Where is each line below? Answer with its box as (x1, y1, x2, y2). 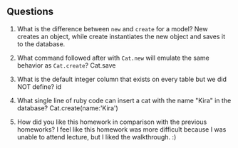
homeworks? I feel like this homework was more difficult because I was (16, 125, 227, 134)
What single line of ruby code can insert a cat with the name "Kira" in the (16, 96, 232, 105)
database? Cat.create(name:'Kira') (16, 103, 118, 112)
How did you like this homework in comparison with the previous (16, 117, 207, 126)
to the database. (16, 39, 66, 48)
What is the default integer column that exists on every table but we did (16, 75, 227, 83)
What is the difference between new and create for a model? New (16, 24, 208, 33)
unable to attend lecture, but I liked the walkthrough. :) (16, 132, 177, 141)
